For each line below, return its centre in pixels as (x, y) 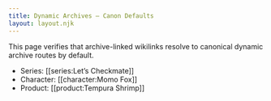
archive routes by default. (52, 55)
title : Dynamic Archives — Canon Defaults (81, 16)
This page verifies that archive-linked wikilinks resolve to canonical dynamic (136, 46)
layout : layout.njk (41, 23)
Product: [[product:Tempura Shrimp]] (82, 88)
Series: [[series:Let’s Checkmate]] (77, 70)
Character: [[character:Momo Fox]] (79, 79)
